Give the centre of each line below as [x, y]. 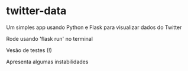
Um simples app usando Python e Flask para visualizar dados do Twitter [94, 27]
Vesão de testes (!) [29, 50]
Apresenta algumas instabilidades [47, 62]
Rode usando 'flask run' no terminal [50, 38]
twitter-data [36, 11]
